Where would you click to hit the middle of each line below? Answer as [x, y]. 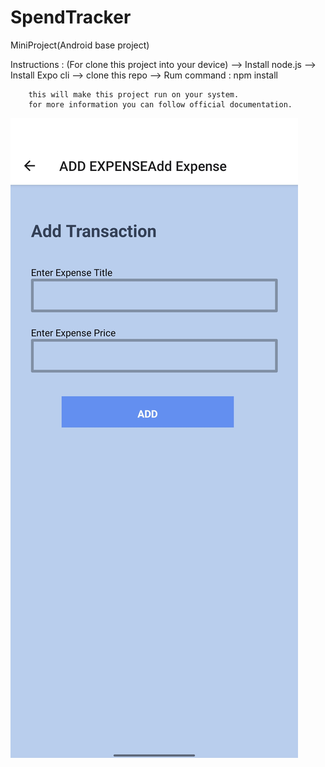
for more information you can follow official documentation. [160, 104]
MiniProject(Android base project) [80, 45]
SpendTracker [71, 17]
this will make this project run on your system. [134, 94]
